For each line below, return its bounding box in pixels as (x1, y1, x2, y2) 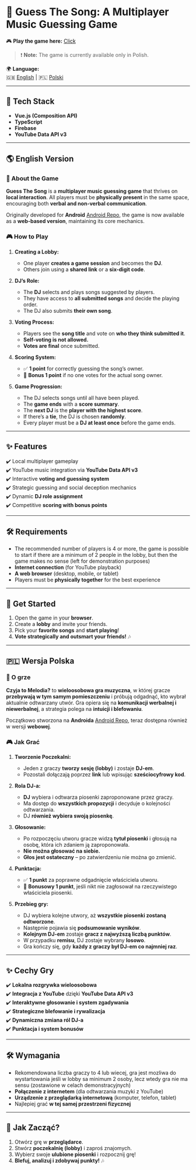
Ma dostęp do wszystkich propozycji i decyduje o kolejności (23, 800, 170, 807)
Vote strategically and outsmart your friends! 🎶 (14, 633, 131, 640)
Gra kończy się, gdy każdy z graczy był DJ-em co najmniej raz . (23, 943, 178, 950)
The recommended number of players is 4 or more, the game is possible (14, 545, 189, 552)
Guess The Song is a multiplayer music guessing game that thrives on (6, 187, 178, 195)
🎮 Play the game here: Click (6, 37, 76, 45)
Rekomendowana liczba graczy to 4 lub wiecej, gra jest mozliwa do (14, 1069, 176, 1076)
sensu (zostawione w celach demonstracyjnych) (14, 1082, 131, 1089)
